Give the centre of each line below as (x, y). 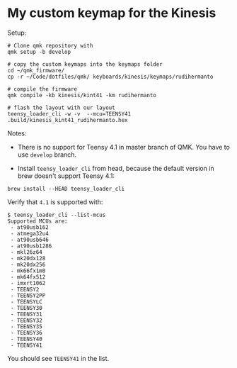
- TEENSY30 (26, 308)
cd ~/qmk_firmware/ (36, 70)
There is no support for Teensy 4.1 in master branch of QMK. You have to (123, 147)
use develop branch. (47, 155)
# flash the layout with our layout (61, 108)
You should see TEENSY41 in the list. (58, 358)
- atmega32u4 (30, 233)
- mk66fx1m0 (28, 271)
